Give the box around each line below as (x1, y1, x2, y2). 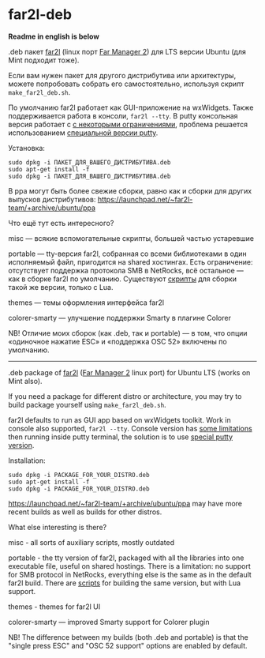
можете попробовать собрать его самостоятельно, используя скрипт (8, 79, 244, 88)
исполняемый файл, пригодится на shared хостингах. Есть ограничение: (8, 257, 254, 266)
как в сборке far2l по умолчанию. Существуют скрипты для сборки (8, 274, 237, 284)
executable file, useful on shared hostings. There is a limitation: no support (8, 561, 251, 570)
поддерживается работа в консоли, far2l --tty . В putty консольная (8, 111, 238, 120)
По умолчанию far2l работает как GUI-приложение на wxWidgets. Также (8, 103, 254, 112)
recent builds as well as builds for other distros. (8, 507, 162, 517)
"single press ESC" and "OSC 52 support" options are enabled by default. (8, 641, 248, 650)
